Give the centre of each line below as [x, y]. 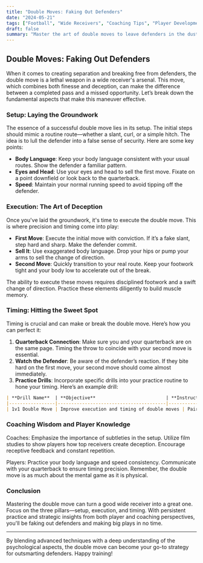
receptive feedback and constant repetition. [61, 451]
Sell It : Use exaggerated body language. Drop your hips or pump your [102, 251]
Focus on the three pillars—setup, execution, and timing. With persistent [96, 510]
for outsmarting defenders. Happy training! [60, 553]
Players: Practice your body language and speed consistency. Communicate [101, 462]
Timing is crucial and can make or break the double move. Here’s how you [98, 324]
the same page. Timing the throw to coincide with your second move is [103, 348]
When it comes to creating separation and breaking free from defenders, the [101, 73]
